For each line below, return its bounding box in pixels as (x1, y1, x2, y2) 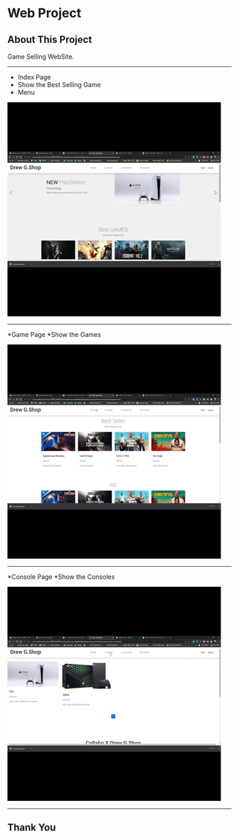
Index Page (17, 73, 51, 81)
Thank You (7, 822, 56, 834)
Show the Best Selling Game (17, 81, 101, 89)
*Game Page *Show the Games (7, 330, 102, 338)
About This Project (7, 34, 92, 46)
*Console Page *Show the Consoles (7, 572, 115, 581)
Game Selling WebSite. (7, 52, 75, 61)
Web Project (7, 5, 82, 21)
